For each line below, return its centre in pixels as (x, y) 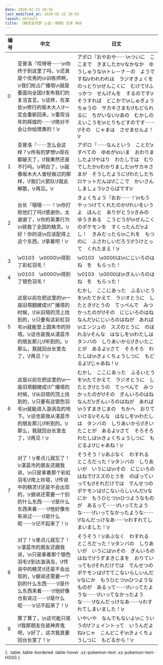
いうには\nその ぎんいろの (123, 551)
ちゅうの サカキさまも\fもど (111, 108)
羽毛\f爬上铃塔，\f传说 (43, 480)
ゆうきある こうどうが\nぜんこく (116, 220)
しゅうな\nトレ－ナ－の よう (116, 72)
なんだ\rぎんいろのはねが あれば (116, 402)
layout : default (21, 18)
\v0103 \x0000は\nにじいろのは (116, 258)
